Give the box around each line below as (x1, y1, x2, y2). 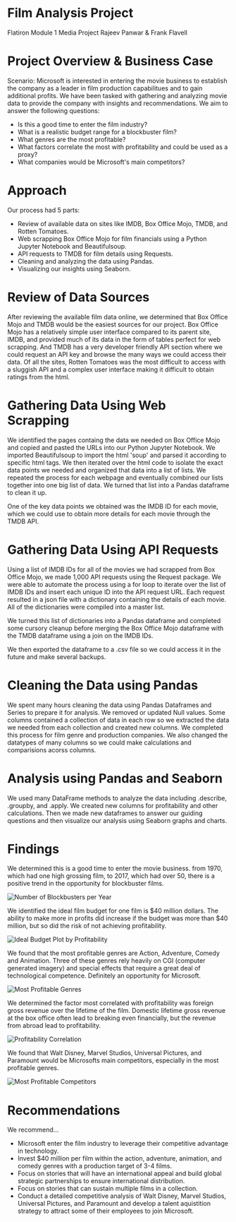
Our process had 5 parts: (7, 206, 80, 214)
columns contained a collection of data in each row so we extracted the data (7, 716, 230, 724)
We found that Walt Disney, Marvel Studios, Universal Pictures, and (7, 1049, 202, 1057)
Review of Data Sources (7, 290, 150, 305)
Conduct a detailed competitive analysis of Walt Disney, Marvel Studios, (17, 1192, 227, 1200)
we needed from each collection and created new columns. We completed (7, 723, 223, 732)
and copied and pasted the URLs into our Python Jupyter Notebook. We (7, 443, 216, 451)
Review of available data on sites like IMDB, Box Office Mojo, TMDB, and (17, 219, 228, 227)
